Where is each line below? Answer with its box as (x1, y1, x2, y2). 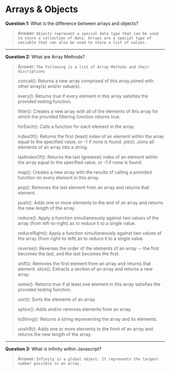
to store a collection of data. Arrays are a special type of (17, 36, 152, 41)
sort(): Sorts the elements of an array (17, 296, 95, 302)
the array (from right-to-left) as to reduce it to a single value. (17, 235, 144, 242)
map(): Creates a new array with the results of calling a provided (17, 169, 152, 175)
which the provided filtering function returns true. (17, 113, 121, 120)
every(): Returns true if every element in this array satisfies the (17, 93, 148, 99)
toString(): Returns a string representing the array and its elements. (17, 316, 158, 322)
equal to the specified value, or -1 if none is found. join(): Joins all (17, 139, 154, 145)
